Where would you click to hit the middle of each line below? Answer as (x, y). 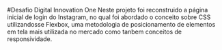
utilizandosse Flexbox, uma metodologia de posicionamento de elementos (111, 24)
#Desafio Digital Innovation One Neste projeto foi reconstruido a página (108, 10)
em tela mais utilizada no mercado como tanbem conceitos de (95, 32)
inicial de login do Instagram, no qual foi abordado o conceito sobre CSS (109, 17)
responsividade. (30, 39)
